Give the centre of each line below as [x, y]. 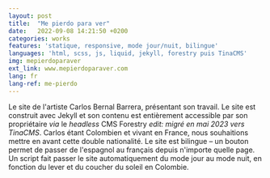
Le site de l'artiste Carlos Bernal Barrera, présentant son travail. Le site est [132, 107]
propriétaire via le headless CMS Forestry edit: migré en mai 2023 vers [127, 124]
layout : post [30, 16]
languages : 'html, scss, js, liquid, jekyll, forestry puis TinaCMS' [128, 53]
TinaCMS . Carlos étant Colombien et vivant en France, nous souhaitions [129, 132]
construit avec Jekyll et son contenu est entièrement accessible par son [128, 115]
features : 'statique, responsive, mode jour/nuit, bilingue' [114, 46]
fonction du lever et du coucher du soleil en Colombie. [99, 167]
